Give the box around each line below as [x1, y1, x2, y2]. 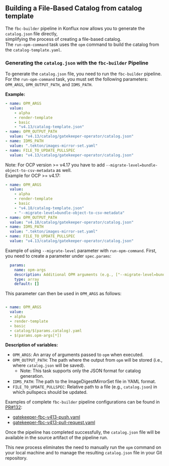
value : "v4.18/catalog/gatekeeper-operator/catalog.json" [10, 219, 134, 225]
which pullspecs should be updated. [12, 389, 88, 395]
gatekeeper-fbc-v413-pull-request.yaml [12, 420, 96, 426]
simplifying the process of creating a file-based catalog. [5, 36, 122, 42]
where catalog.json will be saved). [12, 363, 86, 369]
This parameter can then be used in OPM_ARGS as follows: [5, 290, 122, 297]
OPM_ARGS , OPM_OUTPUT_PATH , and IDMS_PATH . [5, 82, 93, 88]
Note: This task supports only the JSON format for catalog [20, 368, 141, 374]
